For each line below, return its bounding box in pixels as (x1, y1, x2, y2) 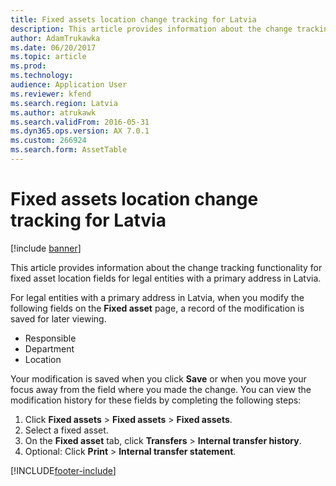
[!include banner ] (10, 242, 82, 254)
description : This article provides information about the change (10, 24, 293, 34)
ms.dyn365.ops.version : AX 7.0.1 (10, 126, 150, 136)
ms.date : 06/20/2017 (10, 42, 97, 53)
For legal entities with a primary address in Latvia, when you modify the (10, 291, 305, 303)
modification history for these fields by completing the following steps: (10, 394, 302, 406)
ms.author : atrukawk (10, 107, 97, 118)
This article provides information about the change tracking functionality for (10, 261, 323, 273)
